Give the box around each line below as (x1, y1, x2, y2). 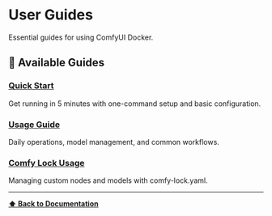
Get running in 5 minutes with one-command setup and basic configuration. (8, 99, 261, 108)
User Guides (8, 6, 93, 24)
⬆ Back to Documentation (8, 199, 99, 209)
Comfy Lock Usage (8, 157, 85, 168)
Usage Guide (8, 119, 61, 130)
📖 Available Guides (8, 56, 105, 70)
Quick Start (8, 80, 54, 91)
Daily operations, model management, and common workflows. (8, 137, 220, 146)
